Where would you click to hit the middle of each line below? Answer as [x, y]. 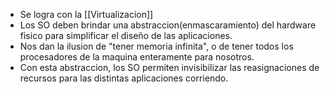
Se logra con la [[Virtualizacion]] [86, 14]
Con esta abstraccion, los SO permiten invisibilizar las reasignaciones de [169, 67]
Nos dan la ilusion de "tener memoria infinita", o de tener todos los [156, 46]
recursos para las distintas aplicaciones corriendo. [124, 78]
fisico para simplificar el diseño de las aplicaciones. [126, 35]
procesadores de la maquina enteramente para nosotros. [137, 57]
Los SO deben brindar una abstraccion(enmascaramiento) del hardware [168, 25]
